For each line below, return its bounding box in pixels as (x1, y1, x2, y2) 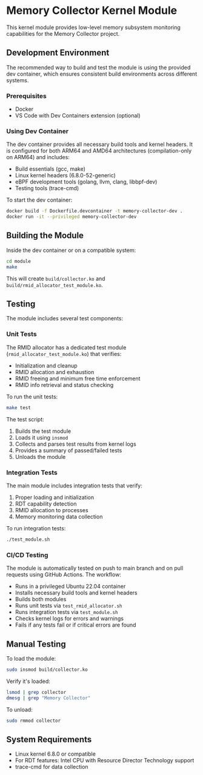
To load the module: (6, 655, 56, 662)
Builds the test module (15, 427, 72, 435)
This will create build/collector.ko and (6, 275, 105, 282)
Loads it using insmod (15, 434, 68, 441)
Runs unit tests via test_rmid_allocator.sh (15, 602, 122, 609)
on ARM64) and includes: (6, 154, 70, 161)
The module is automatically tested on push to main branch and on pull (6, 564, 184, 572)
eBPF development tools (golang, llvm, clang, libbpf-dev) (15, 178, 158, 185)
